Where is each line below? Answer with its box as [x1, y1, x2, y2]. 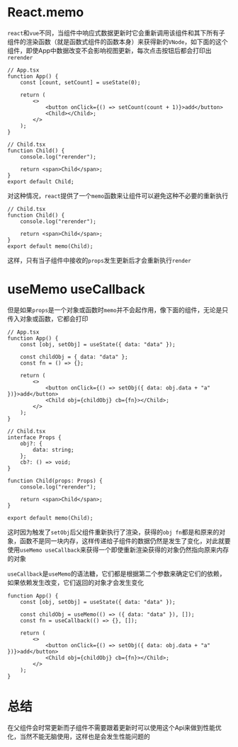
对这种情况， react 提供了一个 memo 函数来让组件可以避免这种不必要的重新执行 [7, 191, 229, 200]
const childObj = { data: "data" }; [20, 353, 129, 360]
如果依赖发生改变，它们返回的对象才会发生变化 [7, 578, 144, 586]
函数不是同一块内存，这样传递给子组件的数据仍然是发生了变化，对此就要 [19, 536, 231, 545]
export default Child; [7, 178, 74, 185]
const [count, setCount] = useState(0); [20, 79, 141, 86]
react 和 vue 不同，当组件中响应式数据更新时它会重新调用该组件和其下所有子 [7, 28, 225, 37]
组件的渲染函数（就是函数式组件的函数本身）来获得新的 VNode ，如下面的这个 [7, 37, 228, 46]
